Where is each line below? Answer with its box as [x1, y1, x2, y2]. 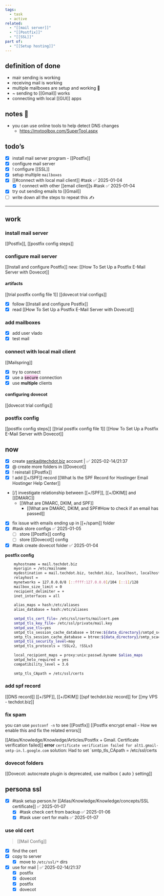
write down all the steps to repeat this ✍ [12, 194, 94, 200]
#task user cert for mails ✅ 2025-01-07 [19, 815, 99, 821]
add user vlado [12, 330, 42, 336]
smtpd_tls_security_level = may [14, 639, 76, 644]
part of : [5, 39, 23, 44]
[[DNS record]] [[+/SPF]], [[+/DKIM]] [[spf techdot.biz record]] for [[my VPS [5, 694, 158, 699]
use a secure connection [12, 374, 62, 380]
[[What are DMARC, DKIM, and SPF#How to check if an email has [26, 505, 159, 511]
